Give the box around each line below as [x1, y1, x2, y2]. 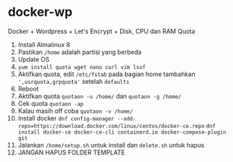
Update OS [17, 55, 50, 63]
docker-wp [8, 4, 73, 20]
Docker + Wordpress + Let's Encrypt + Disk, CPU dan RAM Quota [8, 27, 196, 35]
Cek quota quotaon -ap [17, 99, 84, 107]
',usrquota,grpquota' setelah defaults [17, 77, 130, 85]
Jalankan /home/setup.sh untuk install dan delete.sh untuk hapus [17, 141, 205, 149]
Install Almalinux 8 [17, 40, 71, 48]
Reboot [17, 84, 39, 93]
